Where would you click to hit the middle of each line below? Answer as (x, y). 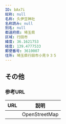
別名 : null (15, 28)
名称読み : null (19, 23)
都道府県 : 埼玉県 (20, 32)
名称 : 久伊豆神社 (20, 19)
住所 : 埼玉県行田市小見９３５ (31, 55)
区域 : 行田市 (16, 37)
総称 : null (15, 14)
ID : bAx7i (15, 10)
